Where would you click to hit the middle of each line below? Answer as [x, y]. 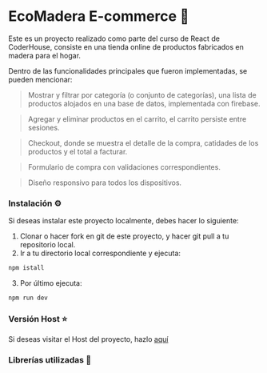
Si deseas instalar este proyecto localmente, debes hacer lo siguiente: [124, 221]
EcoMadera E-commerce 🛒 [99, 16]
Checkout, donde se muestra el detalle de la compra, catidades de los [143, 142]
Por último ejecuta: [51, 283]
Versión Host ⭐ [38, 319]
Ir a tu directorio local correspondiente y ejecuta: [100, 253]
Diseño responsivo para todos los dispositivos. [105, 182]
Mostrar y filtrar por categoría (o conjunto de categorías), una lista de [142, 94]
